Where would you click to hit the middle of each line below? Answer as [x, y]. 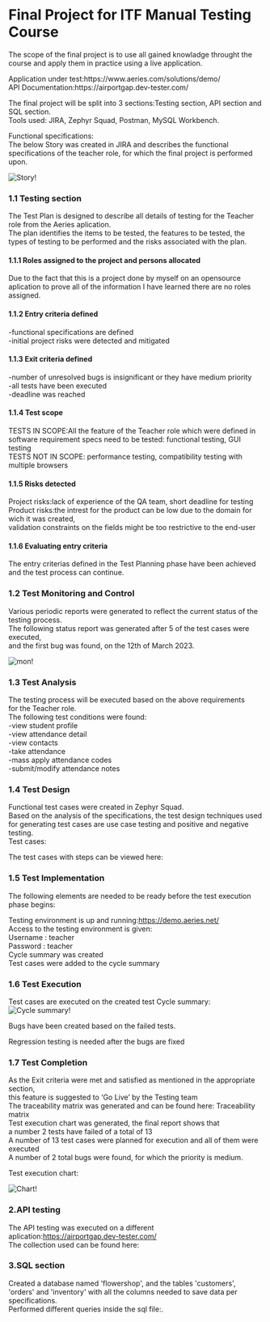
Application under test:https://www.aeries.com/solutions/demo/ [114, 78]
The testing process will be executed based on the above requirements [127, 700]
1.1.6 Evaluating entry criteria [58, 546]
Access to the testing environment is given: [80, 929]
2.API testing [34, 1210]
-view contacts [34, 743]
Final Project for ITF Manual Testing [130, 15]
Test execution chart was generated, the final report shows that [114, 1123]
